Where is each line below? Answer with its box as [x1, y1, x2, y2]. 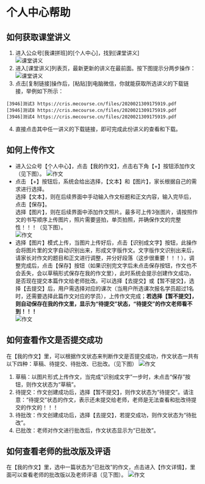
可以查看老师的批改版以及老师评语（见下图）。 [11, 471, 127, 478]
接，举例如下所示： [15, 87, 64, 95]
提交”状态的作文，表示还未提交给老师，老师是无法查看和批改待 [33, 396, 192, 403]
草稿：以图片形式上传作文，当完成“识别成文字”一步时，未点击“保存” [15, 373, 185, 380]
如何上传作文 [6, 145, 55, 155]
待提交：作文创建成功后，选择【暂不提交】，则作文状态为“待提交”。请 [15, 388, 189, 395]
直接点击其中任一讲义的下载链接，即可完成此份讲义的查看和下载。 [15, 125, 181, 132]
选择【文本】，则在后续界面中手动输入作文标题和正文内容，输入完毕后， [15, 193, 195, 200]
